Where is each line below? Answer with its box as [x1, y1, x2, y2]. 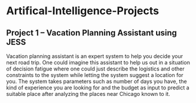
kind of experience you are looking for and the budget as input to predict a [6, 84, 189, 91]
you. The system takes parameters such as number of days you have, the [6, 78, 187, 85]
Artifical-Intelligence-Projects [6, 4, 160, 18]
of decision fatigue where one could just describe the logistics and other [6, 65, 185, 72]
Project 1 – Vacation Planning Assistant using [6, 28, 177, 38]
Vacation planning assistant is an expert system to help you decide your [6, 53, 183, 60]
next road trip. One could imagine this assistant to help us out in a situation [6, 59, 190, 66]
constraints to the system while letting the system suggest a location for [6, 72, 183, 78]
